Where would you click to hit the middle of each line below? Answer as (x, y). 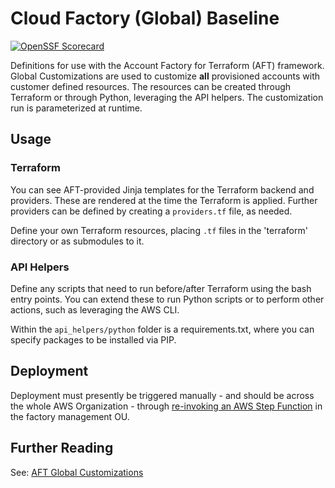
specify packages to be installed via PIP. (93, 339)
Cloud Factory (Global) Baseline (145, 18)
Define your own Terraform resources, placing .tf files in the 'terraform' (159, 230)
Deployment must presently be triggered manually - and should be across (162, 395)
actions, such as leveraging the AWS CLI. (95, 309)
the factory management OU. (70, 416)
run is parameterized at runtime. (76, 108)
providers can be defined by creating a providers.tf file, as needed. (151, 211)
